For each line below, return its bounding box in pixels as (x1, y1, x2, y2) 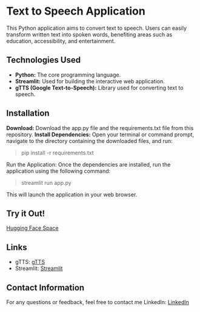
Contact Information (6, 282, 85, 293)
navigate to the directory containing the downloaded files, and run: (6, 137, 173, 144)
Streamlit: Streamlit (15, 265, 63, 272)
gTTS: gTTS (15, 258, 45, 266)
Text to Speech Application (6, 4, 145, 18)
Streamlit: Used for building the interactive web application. (15, 77, 165, 85)
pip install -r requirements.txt (21, 149, 94, 156)
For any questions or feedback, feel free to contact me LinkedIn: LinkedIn (6, 299, 190, 305)
